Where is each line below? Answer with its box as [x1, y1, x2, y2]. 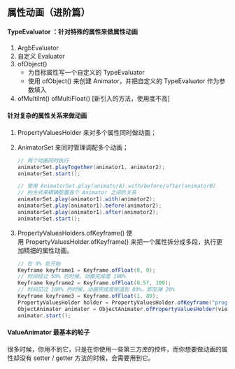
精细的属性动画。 [23, 246, 73, 254]
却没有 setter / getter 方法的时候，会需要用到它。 [13, 354, 155, 362]
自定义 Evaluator [17, 52, 65, 60]
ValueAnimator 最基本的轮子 [7, 328, 90, 337]
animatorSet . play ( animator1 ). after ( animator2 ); [17, 208, 159, 215]
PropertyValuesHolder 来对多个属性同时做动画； [17, 128, 157, 136]
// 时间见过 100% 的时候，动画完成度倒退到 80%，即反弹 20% [17, 286, 176, 294]
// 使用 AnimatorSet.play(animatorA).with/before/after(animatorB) [17, 182, 217, 190]
